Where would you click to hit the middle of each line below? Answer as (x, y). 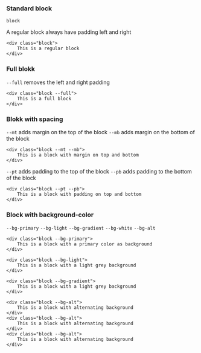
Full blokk (21, 69)
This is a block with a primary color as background (85, 244)
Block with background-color (50, 215)
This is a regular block (48, 49)
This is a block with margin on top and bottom (78, 155)
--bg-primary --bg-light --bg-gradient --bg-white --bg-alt (81, 228)
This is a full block (44, 99)
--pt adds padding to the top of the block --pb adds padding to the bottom (99, 171)
